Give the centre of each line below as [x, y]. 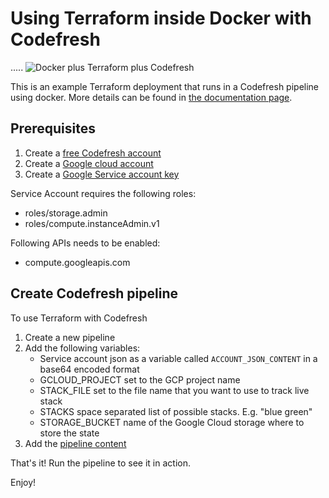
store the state [69, 433]
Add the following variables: [82, 348]
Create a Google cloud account [89, 163]
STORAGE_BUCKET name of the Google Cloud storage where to [172, 422]
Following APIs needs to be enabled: [85, 243]
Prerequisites [53, 128]
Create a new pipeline [70, 337]
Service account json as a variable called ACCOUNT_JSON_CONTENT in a [178, 358]
